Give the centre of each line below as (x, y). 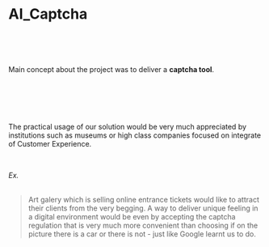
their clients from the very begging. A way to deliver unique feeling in (143, 208)
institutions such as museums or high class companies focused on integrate (134, 135)
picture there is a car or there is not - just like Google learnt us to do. (142, 234)
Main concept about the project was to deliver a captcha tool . (111, 69)
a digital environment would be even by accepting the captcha (132, 216)
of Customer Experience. (50, 143)
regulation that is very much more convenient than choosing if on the (143, 225)
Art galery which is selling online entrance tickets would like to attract (144, 199)
